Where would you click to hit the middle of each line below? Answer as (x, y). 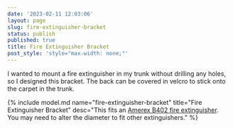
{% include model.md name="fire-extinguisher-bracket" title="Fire (105, 102)
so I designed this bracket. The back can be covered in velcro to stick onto (116, 81)
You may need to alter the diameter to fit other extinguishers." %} (103, 117)
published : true (31, 40)
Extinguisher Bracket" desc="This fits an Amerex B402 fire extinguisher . (113, 110)
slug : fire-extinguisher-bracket (57, 27)
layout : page (27, 21)
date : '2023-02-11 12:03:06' (50, 14)
